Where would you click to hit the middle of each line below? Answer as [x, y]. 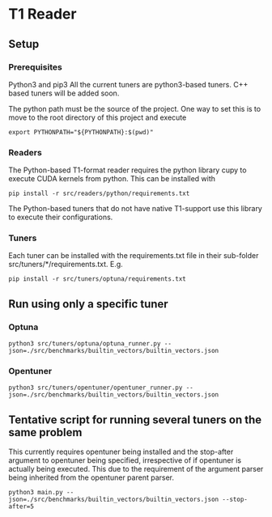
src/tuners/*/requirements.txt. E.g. [66, 265]
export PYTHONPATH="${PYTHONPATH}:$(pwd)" [81, 132]
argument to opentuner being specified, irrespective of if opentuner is [125, 460]
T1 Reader [42, 14]
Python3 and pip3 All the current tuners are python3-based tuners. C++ [128, 84]
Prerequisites [35, 67]
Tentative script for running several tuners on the [135, 420]
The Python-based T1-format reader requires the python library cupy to [127, 170]
